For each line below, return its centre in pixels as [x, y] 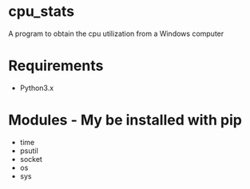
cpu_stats [42, 12]
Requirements [56, 66]
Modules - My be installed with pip [125, 120]
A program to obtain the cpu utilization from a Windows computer [116, 33]
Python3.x [37, 88]
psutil [29, 151]
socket [31, 159]
